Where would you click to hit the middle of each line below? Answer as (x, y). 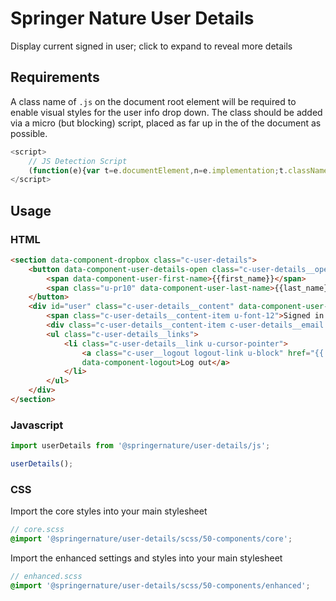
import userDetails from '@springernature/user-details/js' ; (140, 446)
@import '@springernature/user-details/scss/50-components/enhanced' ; (160, 585)
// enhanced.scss (46, 577)
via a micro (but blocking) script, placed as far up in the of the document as (166, 123)
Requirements (55, 77)
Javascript (37, 425)
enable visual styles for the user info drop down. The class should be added (166, 112)
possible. (29, 133)
